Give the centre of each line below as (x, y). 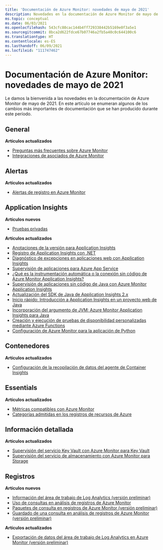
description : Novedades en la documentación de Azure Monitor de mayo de (82, 14)
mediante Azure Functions (39, 326)
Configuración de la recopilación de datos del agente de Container (79, 367)
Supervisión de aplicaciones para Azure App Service (65, 268)
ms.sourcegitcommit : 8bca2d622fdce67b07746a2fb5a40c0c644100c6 (71, 32)
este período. (19, 114)
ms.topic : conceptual (27, 19)
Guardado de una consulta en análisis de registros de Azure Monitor (81, 513)
